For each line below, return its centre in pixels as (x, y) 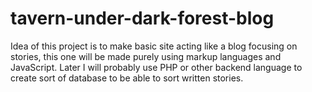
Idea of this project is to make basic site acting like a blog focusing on (154, 46)
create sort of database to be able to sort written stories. (127, 78)
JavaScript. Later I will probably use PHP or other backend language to (156, 67)
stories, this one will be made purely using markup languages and (146, 56)
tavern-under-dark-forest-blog (142, 18)
